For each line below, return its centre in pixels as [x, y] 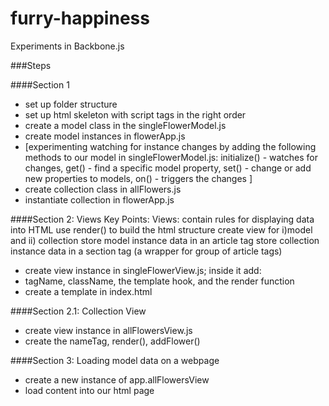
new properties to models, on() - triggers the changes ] [138, 178]
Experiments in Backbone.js [67, 46]
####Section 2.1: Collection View [78, 311]
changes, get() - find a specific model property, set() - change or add [168, 168]
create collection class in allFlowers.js [103, 189]
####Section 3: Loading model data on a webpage [115, 360]
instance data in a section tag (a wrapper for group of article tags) [146, 251]
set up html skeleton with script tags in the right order [135, 114]
